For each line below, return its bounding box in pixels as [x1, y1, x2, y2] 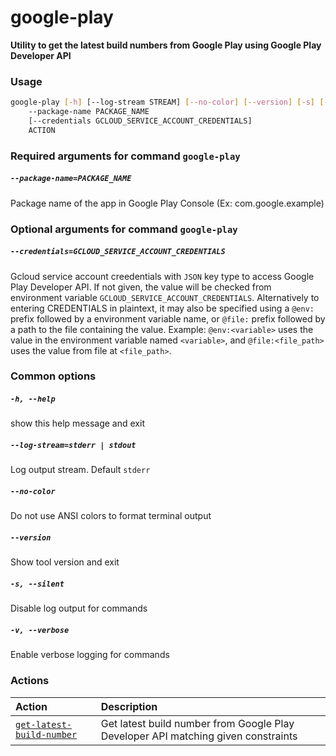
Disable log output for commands [10, 602, 148, 615]
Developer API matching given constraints [100, 729, 298, 743]
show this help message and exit [10, 417, 145, 430]
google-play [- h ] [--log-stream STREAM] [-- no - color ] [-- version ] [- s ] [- [10, 97, 329, 108]
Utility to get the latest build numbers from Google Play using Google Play [10, 39, 322, 51]
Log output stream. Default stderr [10, 464, 151, 476]
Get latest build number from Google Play [100, 716, 295, 730]
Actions [10, 674, 50, 688]
